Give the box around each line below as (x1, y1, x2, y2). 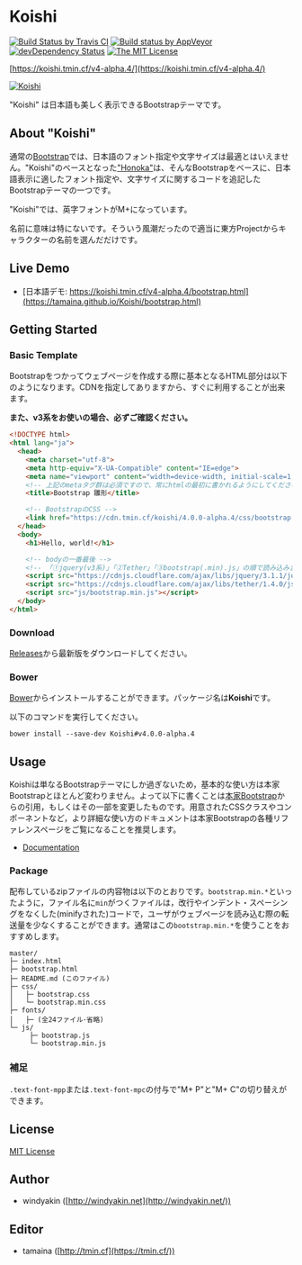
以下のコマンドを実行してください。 (9, 711, 144, 722)
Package (9, 864, 49, 877)
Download (9, 626, 56, 638)
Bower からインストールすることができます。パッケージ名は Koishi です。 (9, 692, 276, 703)
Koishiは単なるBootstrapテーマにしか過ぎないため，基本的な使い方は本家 (9, 779, 280, 790)
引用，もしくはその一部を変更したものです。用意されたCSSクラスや (24, 801, 277, 812)
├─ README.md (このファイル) (9, 974, 111, 983)
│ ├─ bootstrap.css (9, 990, 91, 999)
